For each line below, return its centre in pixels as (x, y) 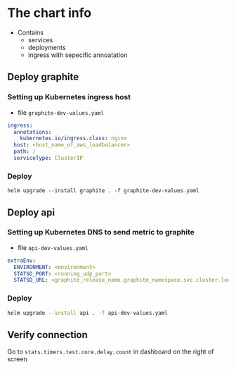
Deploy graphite (43, 77)
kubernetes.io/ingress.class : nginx (74, 139)
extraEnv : (22, 261)
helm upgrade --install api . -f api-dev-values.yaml (88, 313)
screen (18, 359)
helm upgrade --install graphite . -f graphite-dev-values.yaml (103, 191)
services (40, 39)
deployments (47, 47)
